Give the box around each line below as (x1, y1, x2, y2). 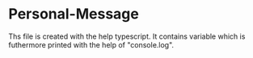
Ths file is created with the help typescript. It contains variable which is (8, 31, 246, 41)
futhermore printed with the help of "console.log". (8, 39, 175, 49)
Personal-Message (8, 5, 139, 23)
